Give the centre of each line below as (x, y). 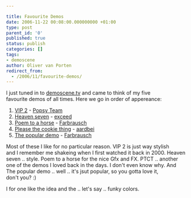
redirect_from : (25, 71)
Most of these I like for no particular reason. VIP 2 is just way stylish (88, 147)
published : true (26, 39)
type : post (19, 27)
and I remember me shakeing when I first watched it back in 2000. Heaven (96, 153)
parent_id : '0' (25, 33)
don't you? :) (21, 178)
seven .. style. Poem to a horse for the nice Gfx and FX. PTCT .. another (92, 159)
